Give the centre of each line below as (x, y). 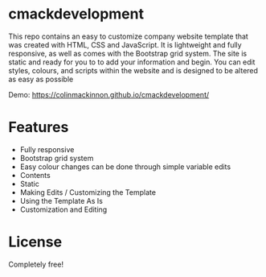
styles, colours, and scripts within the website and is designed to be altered (133, 70)
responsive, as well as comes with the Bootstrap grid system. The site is (128, 53)
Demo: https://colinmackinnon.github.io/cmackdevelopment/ (109, 94)
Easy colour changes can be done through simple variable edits (125, 167)
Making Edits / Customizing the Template (88, 192)
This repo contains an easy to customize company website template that (129, 36)
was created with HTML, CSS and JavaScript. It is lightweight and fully (125, 44)
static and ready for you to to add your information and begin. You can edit (132, 62)
